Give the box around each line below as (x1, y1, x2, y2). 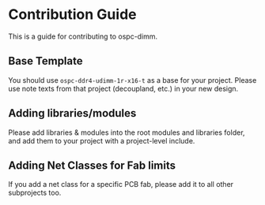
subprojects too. (8, 188, 62, 198)
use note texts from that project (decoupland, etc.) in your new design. (8, 84, 239, 93)
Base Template (8, 54, 83, 68)
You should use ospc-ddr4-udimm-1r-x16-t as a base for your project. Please (8, 75, 257, 84)
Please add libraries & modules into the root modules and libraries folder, (8, 128, 245, 137)
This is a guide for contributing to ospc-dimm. (8, 32, 158, 41)
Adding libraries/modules (8, 106, 137, 120)
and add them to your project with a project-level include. (8, 136, 195, 145)
